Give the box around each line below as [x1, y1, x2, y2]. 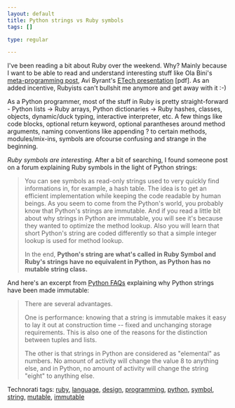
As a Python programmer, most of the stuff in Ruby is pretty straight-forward [7, 98, 229, 106]
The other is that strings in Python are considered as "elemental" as [24, 349, 221, 358]
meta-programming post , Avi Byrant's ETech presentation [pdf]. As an [7, 77, 210, 85]
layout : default [7, 10, 55, 18]
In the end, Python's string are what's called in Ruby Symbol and [24, 250, 216, 258]
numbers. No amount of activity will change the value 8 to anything [24, 357, 219, 365]
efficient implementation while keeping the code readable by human [24, 192, 221, 200]
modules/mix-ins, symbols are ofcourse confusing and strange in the [7, 135, 207, 143]
